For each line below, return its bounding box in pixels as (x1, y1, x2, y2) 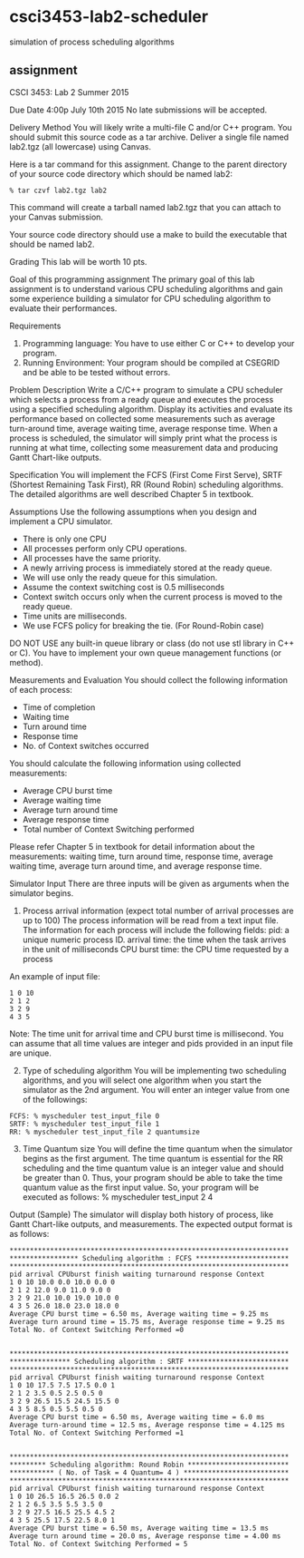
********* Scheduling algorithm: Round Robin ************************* (9, 1460, 290, 1469)
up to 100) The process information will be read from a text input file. (22, 914, 279, 926)
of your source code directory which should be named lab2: (9, 168, 233, 179)
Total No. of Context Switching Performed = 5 (9, 1539, 188, 1548)
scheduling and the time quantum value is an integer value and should (22, 1163, 284, 1173)
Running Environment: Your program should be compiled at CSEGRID (22, 356, 280, 368)
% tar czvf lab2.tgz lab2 (9, 186, 107, 195)
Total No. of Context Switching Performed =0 (9, 1325, 184, 1334)
